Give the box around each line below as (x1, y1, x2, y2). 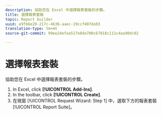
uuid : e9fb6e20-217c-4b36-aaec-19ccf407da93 (5, 21, 100, 27)
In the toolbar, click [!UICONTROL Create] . (12, 91, 102, 97)
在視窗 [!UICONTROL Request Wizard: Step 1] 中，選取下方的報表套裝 (12, 97, 157, 103)
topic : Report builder (5, 17, 53, 22)
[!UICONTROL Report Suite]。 (12, 104, 75, 110)
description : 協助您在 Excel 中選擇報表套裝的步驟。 (5, 7, 107, 13)
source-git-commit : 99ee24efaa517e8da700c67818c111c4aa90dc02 (5, 31, 139, 36)
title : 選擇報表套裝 (5, 12, 44, 17)
